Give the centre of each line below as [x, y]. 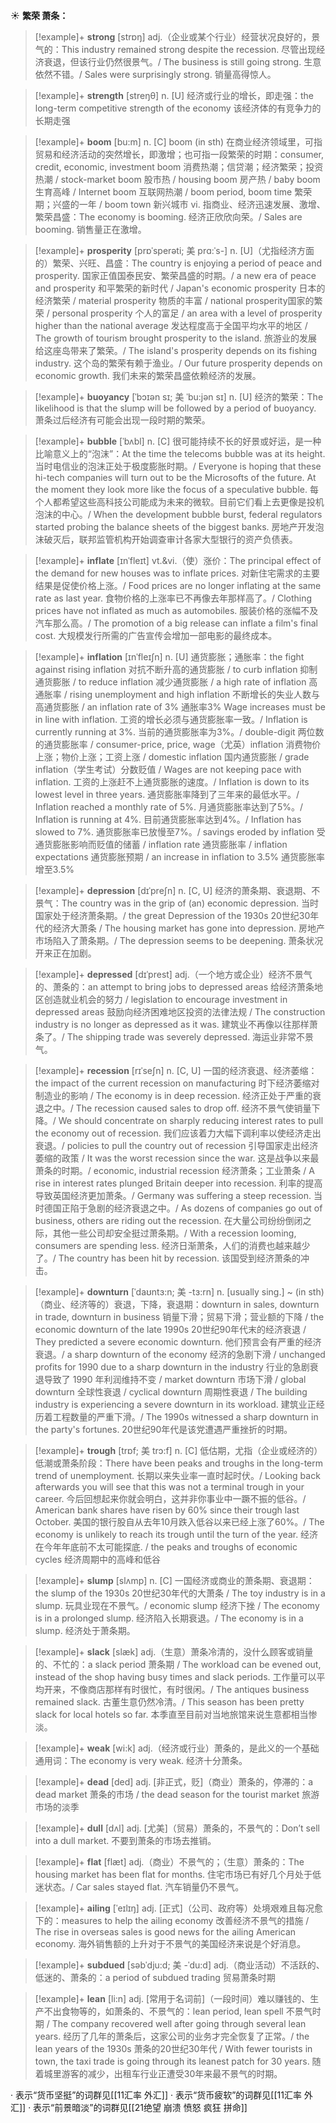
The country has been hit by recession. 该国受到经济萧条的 [180, 1258]
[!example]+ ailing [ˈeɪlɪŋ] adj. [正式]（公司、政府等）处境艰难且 [165, 1908]
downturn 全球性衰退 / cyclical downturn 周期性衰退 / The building [171, 1392]
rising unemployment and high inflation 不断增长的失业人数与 [195, 694]
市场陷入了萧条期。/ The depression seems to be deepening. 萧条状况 [179, 940]
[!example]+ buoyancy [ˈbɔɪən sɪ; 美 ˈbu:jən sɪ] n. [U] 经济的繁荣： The [179, 397]
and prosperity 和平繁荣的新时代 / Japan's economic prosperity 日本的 [180, 288]
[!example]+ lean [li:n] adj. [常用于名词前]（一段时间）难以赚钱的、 [172, 1998]
